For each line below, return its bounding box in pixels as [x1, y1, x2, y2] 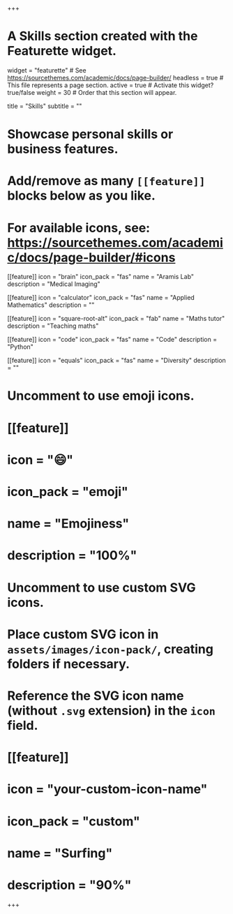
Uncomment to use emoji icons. [7, 388, 195, 404]
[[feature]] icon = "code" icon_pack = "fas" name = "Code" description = [7, 336, 218, 344]
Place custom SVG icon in [7, 626, 159, 642]
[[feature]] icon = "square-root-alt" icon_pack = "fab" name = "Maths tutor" [7, 315, 225, 323]
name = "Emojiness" [7, 516, 130, 532]
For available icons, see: [7, 220, 151, 236]
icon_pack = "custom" [7, 814, 141, 829]
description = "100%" [7, 548, 137, 564]
